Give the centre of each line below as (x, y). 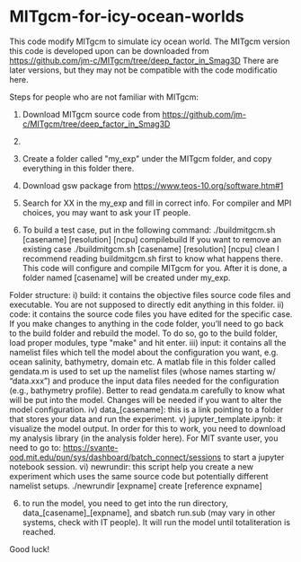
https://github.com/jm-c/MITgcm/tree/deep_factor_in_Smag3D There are (144, 60)
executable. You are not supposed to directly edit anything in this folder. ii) (147, 304)
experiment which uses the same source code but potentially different (139, 476)
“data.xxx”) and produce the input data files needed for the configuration (144, 381)
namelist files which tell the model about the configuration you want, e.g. (144, 352)
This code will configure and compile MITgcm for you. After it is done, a (155, 268)
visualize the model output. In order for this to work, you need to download (147, 428)
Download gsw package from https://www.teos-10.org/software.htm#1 (153, 185)
